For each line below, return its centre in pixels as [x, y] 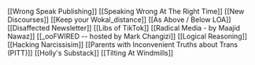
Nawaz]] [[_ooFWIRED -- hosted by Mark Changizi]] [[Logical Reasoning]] [128, 36]
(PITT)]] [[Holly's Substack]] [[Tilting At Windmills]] [91, 53]
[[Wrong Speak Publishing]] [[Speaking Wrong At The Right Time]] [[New [126, 11]
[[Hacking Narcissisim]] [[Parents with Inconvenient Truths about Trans [122, 45]
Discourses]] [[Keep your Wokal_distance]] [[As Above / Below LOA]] [119, 20]
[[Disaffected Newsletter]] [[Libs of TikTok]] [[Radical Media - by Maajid [124, 28]
